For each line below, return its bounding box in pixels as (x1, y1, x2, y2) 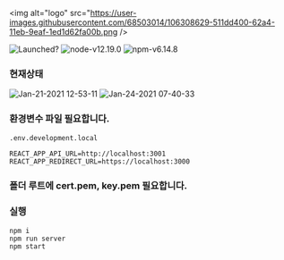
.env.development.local (9, 133, 99, 142)
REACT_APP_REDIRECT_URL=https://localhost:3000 (9, 156, 191, 166)
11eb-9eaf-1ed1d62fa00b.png (9, 27, 118, 37)
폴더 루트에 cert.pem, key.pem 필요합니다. (9, 179, 188, 191)
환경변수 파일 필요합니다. (9, 113, 110, 125)
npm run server (9, 234, 66, 243)
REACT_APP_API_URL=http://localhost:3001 (9, 149, 167, 158)
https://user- (90, 8, 137, 18)
